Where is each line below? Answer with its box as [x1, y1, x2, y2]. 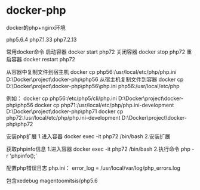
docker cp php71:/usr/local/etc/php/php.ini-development [35, 101, 174, 108]
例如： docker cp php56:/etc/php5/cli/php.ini [6, 95, 118, 102]
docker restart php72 [23, 55, 76, 63]
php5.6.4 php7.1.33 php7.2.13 [6, 36, 77, 43]
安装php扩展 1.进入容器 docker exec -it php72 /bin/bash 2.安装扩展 [6, 132, 171, 140]
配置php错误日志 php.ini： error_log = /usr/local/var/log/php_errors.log [6, 164, 181, 172]
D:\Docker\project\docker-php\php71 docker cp [6, 108, 124, 115]
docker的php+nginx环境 [6, 24, 66, 31]
